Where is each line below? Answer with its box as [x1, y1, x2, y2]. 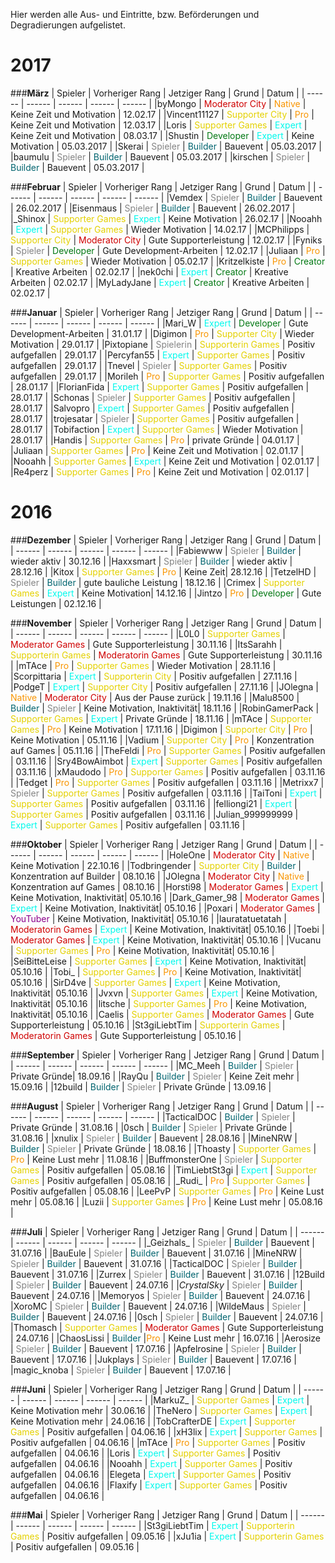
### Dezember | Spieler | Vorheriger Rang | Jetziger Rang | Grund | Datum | [10, 534, 322, 546]
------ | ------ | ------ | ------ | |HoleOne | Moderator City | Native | [38, 849, 315, 861]
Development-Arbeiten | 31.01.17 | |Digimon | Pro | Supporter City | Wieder [10, 327, 315, 339]
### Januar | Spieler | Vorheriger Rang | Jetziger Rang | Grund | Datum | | [10, 306, 313, 318]
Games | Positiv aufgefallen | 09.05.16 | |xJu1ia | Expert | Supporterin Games [10, 1530, 325, 1542]
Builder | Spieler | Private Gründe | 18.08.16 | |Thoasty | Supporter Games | [10, 1142, 317, 1154]
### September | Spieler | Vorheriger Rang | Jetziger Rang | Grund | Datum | [10, 1049, 325, 1061]
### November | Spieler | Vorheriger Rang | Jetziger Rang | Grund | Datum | [10, 617, 323, 629]
